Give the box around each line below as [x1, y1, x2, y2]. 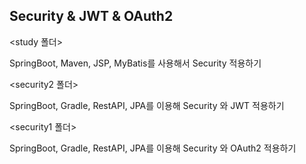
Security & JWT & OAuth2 [9, 8, 174, 25]
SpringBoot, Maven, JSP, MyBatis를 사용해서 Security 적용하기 [9, 57, 262, 69]
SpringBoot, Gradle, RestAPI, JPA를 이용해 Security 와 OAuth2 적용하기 [9, 142, 297, 154]
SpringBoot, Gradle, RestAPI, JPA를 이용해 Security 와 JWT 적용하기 [9, 99, 285, 111]
